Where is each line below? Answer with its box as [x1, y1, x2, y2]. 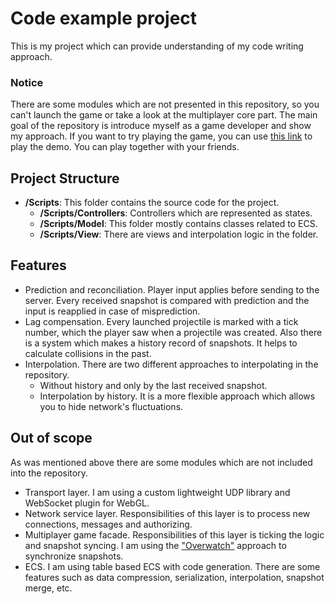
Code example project [10, 7, 198, 30]
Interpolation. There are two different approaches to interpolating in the [24, 358, 319, 370]
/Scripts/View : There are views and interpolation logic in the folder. [39, 228, 319, 241]
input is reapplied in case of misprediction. [24, 305, 201, 317]
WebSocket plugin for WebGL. [24, 497, 150, 509]
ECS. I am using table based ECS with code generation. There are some [24, 560, 321, 572]
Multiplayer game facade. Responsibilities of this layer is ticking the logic [24, 528, 325, 541]
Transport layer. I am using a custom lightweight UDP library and [24, 486, 291, 498]
